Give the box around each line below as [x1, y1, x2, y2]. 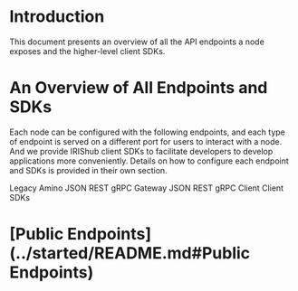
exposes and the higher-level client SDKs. [9, 45, 166, 56]
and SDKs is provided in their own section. [9, 164, 168, 175]
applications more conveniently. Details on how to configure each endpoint [9, 155, 290, 166]
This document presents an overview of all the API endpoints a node [9, 36, 264, 47]
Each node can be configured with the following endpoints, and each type [9, 127, 285, 137]
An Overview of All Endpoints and [9, 78, 268, 99]
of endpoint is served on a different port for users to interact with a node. [9, 136, 283, 146]
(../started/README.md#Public [9, 243, 251, 264]
